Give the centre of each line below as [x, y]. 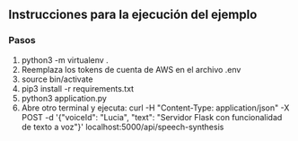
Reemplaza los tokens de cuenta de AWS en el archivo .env [131, 69]
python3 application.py [64, 98]
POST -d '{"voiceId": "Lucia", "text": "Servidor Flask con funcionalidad [152, 117]
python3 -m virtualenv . [65, 60]
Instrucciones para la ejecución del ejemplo [133, 15]
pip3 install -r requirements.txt [78, 88]
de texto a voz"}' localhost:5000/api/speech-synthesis [123, 127]
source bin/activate [57, 79]
